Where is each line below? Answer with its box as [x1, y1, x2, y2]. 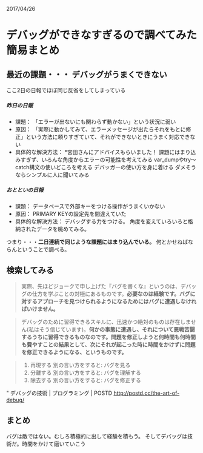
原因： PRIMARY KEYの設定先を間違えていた [15, 210, 127, 217]
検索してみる [6, 265, 55, 275]
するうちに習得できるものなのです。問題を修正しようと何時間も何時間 [21, 333, 196, 340]
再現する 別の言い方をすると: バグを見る [30, 361, 131, 369]
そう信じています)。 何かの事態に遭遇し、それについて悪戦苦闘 [39, 326, 195, 333]
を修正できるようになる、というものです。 [21, 348, 127, 355]
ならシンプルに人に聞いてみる [15, 171, 90, 178]
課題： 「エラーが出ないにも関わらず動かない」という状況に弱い [15, 118, 176, 125]
